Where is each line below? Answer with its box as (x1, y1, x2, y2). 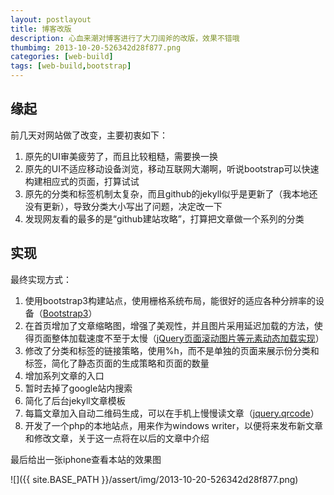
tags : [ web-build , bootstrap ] (10, 61, 132, 71)
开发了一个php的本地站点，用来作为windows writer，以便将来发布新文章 (24, 419, 323, 431)
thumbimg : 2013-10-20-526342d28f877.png (10, 42, 182, 53)
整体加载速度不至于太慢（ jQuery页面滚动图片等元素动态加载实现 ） (51, 332, 325, 344)
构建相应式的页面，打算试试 (24, 175, 140, 187)
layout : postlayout (10, 14, 92, 25)
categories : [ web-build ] (10, 52, 114, 62)
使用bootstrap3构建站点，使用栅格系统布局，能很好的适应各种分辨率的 (24, 294, 316, 306)
